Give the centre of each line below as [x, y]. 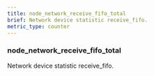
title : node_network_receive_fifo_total [67, 13]
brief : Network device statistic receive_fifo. [78, 20]
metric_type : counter [39, 26]
